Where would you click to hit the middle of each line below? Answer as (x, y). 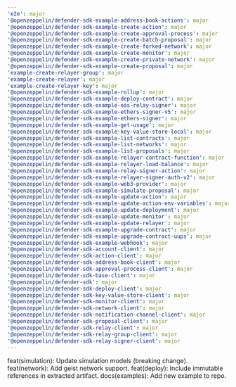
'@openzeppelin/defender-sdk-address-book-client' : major (94, 262)
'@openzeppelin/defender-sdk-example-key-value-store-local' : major (110, 132)
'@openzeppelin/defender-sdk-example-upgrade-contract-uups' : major (110, 236)
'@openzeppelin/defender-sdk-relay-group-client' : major (92, 334)
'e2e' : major (26, 14)
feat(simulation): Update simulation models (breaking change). (98, 361)
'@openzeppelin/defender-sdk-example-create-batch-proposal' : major (110, 40)
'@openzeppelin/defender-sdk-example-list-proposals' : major (99, 151)
